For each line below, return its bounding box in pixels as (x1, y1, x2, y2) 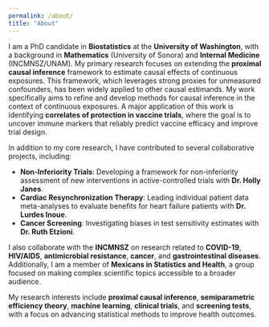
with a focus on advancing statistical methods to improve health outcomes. (8, 309, 257, 319)
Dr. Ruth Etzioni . (19, 226, 75, 236)
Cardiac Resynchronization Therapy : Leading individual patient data (19, 192, 249, 202)
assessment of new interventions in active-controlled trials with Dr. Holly (19, 175, 261, 185)
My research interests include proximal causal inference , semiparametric (8, 292, 255, 302)
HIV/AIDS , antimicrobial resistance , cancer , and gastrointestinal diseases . (8, 250, 261, 260)
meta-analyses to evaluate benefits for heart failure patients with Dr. (19, 201, 247, 210)
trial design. (8, 126, 47, 137)
